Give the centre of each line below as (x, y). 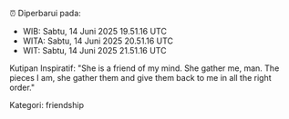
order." (22, 87)
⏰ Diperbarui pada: (46, 13)
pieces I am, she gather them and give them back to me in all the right (140, 78)
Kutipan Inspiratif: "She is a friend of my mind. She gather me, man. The (144, 68)
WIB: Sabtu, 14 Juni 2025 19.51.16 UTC (94, 31)
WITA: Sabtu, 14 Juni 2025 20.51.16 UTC (98, 41)
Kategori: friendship (47, 105)
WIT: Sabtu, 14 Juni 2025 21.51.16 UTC (94, 50)
